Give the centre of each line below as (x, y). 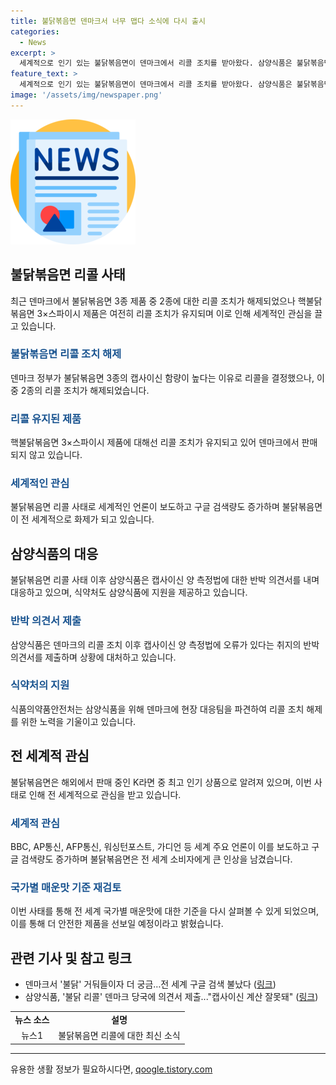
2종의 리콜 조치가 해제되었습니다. (85, 390)
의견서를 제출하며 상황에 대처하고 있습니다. (93, 657)
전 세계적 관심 (50, 756)
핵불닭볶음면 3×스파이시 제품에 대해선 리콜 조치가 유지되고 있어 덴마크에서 (155, 442)
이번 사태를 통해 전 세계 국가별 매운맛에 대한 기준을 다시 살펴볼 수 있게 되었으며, (165, 911)
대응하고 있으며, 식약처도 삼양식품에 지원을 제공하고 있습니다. (129, 592)
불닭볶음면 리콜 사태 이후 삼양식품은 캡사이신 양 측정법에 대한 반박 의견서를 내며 (165, 580)
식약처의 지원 (40, 685)
